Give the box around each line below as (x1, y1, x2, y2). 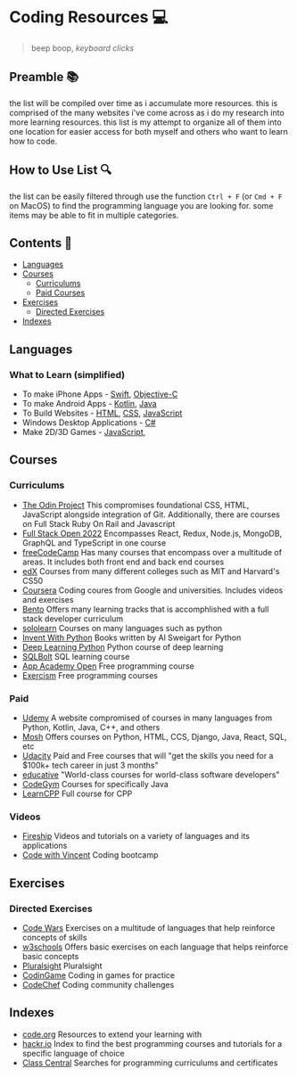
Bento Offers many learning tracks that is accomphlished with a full (21, 604, 269, 614)
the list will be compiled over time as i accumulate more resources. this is (9, 97, 278, 108)
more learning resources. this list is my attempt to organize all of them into (9, 117, 283, 127)
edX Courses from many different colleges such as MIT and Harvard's (21, 565, 280, 576)
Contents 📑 (9, 235, 73, 251)
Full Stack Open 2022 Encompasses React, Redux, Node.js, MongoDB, (21, 528, 283, 538)
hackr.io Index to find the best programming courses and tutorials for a (21, 1038, 283, 1048)
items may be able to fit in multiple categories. (9, 210, 179, 220)
